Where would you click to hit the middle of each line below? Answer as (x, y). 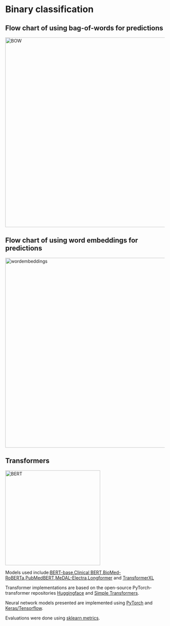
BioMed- (112, 572)
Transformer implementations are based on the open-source (68, 588)
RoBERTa (15, 577)
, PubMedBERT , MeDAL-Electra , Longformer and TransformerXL (89, 577)
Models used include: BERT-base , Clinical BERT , (54, 572)
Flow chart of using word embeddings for (72, 241)
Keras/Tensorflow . (24, 608)
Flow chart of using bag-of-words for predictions (84, 28)
